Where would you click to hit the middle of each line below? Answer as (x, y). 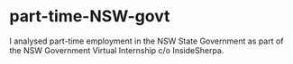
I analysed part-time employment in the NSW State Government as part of (146, 41)
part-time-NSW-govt (90, 16)
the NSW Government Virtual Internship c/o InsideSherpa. (117, 50)
